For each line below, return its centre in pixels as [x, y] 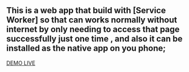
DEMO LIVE [21, 63]
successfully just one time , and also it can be [94, 39]
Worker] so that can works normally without [92, 20]
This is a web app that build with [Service [86, 11]
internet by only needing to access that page [93, 29]
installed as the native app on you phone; [86, 48]
